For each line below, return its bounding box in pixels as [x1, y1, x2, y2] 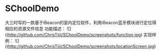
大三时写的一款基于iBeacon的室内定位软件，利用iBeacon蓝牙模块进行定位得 [5, 19, 157, 25]
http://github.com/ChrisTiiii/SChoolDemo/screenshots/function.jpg [8, 32, 141, 37]
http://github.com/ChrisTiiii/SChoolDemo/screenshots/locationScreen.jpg [8, 43, 155, 49]
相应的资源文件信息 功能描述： [5, 25, 66, 32]
